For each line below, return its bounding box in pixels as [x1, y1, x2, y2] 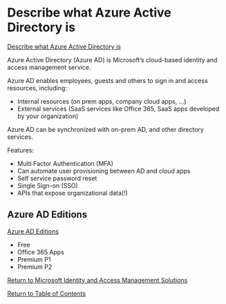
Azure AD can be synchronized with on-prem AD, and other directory [7, 125, 204, 133]
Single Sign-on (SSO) [17, 181, 78, 189]
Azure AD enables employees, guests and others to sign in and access [7, 76, 209, 84]
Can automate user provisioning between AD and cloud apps [17, 167, 191, 175]
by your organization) [17, 112, 79, 120]
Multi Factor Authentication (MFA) [17, 159, 114, 167]
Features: [7, 146, 35, 154]
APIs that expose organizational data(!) [17, 189, 128, 197]
